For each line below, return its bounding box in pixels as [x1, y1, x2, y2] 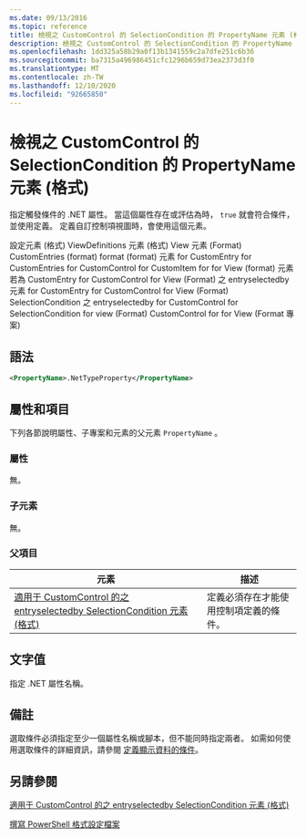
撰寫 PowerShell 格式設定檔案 [9, 819, 120, 830]
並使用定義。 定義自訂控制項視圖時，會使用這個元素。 [9, 221, 211, 232]
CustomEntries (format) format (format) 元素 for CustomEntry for [9, 252, 252, 263]
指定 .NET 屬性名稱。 [9, 678, 88, 688]
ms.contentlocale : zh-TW [9, 73, 104, 82]
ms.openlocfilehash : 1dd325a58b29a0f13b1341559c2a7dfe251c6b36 [9, 47, 255, 57]
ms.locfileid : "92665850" [9, 89, 107, 98]
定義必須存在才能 [206, 590, 280, 603]
